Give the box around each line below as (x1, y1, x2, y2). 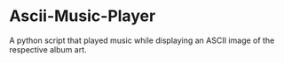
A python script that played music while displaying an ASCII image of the (9, 35, 275, 45)
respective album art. (9, 44, 87, 54)
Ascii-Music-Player (9, 6, 156, 26)
